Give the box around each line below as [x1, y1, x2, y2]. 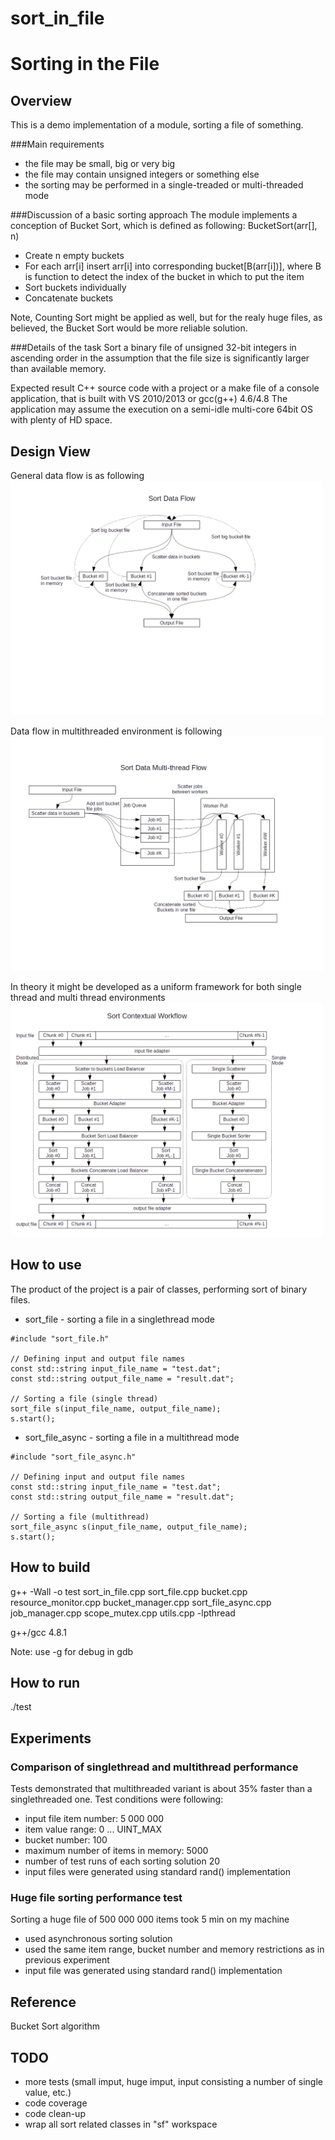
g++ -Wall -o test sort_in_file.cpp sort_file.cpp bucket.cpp [10, 1585, 248, 1597]
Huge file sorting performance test [10, 1891, 183, 1905]
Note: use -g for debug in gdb [10, 1645, 134, 1657]
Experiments [10, 1730, 92, 1747]
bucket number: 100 [24, 1834, 108, 1846]
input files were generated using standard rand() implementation [24, 1866, 291, 1878]
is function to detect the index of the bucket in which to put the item [24, 271, 305, 283]
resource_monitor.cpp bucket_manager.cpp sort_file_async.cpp [10, 1596, 272, 1608]
